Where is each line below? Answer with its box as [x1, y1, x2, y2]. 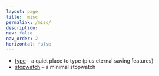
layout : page [6, 8, 38, 15]
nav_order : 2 [6, 36, 38, 42]
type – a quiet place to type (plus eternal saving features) [14, 57, 154, 64]
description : [6, 25, 38, 31]
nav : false [6, 30, 33, 36]
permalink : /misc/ [6, 19, 51, 25]
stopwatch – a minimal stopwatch [14, 63, 96, 70]
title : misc [6, 14, 38, 20]
